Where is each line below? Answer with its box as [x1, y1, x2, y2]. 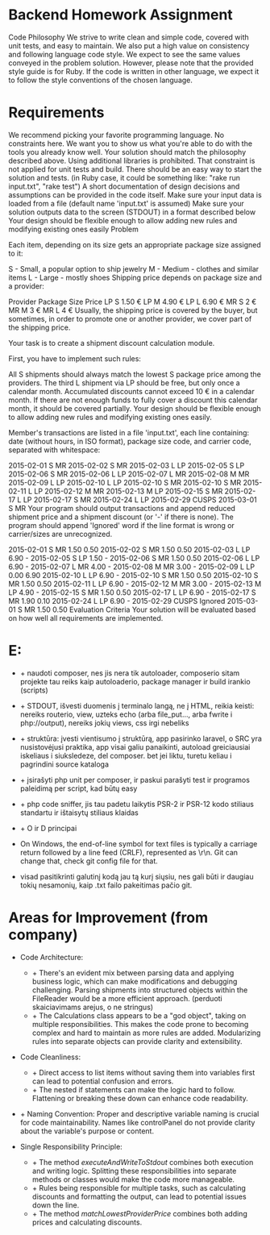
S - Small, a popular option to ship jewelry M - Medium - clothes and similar [8, 264, 260, 273]
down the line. [31, 1200, 80, 1210]
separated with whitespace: [8, 445, 101, 455]
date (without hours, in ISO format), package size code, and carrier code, [8, 436, 251, 446]
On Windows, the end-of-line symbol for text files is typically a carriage [19, 838, 258, 848]
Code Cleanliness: [19, 1052, 81, 1062]
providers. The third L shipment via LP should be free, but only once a [8, 377, 240, 388]
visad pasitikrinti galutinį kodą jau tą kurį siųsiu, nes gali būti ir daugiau [19, 871, 254, 881]
